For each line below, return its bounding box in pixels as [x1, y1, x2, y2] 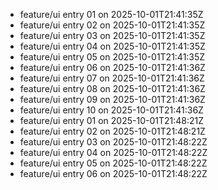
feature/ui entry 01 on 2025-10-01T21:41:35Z [19, 9, 204, 20]
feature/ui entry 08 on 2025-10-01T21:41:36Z [19, 83, 206, 94]
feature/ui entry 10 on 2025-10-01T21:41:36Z [19, 104, 204, 116]
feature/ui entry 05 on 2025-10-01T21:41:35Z [19, 51, 206, 63]
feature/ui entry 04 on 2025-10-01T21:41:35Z [19, 40, 206, 52]
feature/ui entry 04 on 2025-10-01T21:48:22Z [19, 147, 208, 158]
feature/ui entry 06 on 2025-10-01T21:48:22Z [19, 168, 208, 179]
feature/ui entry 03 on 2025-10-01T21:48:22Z [19, 136, 208, 148]
